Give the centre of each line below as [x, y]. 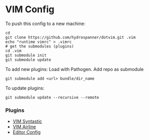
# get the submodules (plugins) [40, 46]
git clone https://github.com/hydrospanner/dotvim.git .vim [71, 37]
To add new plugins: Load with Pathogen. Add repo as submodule [74, 69]
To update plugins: [25, 88]
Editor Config [27, 132]
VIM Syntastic [27, 122]
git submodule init [26, 55]
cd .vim [14, 51]
